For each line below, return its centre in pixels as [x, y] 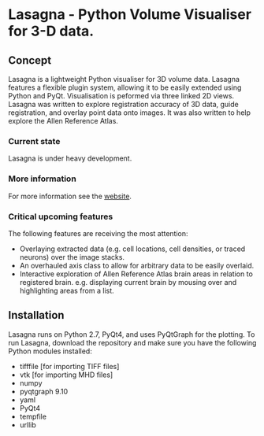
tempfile [33, 416]
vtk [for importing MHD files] [66, 375]
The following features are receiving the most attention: [98, 233]
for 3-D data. [51, 31]
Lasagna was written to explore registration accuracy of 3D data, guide [123, 104]
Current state [34, 141]
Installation [36, 315]
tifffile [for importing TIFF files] [69, 366]
